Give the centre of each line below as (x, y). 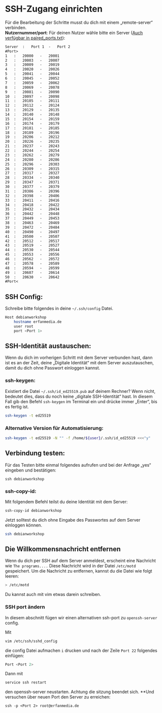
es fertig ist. (17, 407)
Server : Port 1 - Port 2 (38, 47)
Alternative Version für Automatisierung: (54, 428)
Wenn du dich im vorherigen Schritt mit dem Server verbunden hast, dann (79, 357)
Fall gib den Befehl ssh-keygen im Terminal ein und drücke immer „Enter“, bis (81, 401)
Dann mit (14, 674)
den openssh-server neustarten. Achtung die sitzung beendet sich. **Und (80, 692)
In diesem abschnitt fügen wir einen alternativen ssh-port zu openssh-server (81, 617)
